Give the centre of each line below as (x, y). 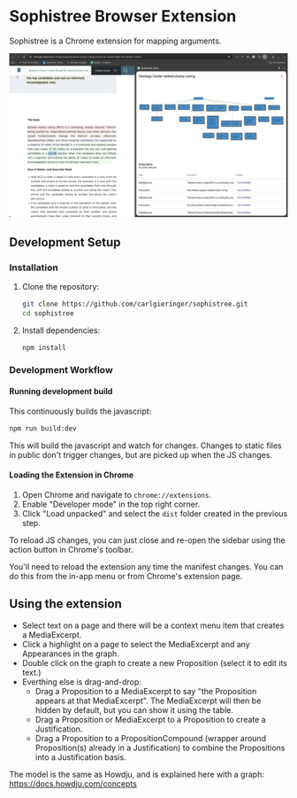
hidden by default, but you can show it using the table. (134, 709)
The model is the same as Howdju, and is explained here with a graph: (137, 774)
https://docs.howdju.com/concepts (73, 783)
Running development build (61, 391)
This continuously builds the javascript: (80, 411)
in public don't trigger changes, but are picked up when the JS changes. (141, 454)
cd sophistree (48, 313)
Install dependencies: (61, 330)
